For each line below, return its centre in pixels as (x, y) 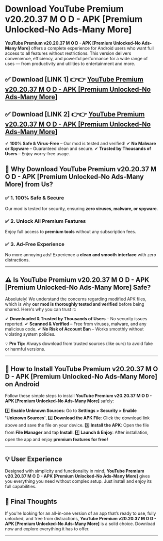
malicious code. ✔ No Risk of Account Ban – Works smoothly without (74, 329)
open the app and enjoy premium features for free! (57, 440)
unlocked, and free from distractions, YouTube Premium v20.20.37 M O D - (81, 518)
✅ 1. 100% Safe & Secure (35, 198)
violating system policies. (30, 334)
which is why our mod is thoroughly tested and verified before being (75, 304)
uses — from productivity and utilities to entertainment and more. (70, 64)
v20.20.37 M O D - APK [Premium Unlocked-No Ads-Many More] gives (78, 476)
